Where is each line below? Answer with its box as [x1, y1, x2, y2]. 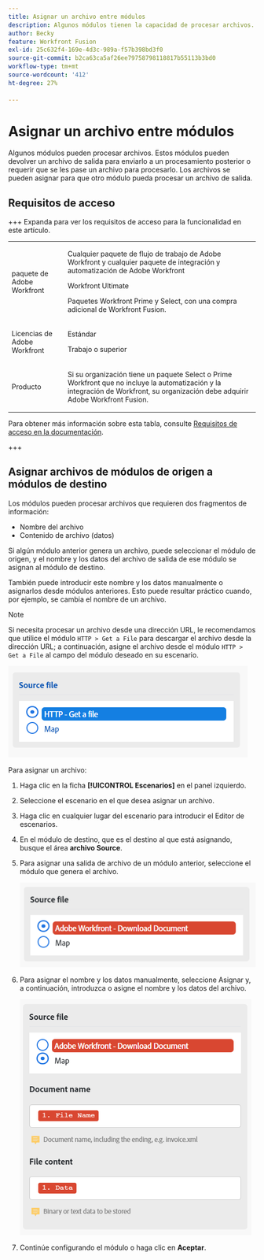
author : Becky [8, 29, 55, 37]
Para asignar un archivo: [8, 765, 87, 775]
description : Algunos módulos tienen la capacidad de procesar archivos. [8, 20, 255, 29]
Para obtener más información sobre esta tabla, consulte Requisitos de [8, 419, 238, 428]
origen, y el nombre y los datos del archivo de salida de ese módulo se [8, 554, 237, 563]
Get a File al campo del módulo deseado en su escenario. [8, 650, 199, 659]
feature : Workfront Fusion [8, 38, 97, 46]
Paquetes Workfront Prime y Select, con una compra [67, 296, 237, 306]
